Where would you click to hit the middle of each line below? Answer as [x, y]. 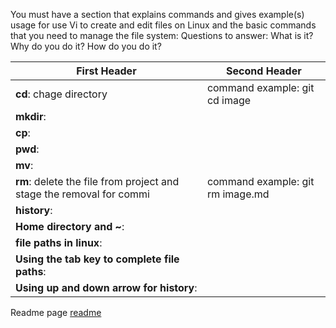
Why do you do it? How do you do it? [86, 46]
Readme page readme [56, 312]
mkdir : [31, 116]
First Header [106, 71]
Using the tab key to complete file [97, 259]
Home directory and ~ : [70, 226]
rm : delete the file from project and [97, 181]
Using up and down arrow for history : [106, 287]
